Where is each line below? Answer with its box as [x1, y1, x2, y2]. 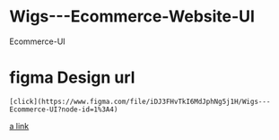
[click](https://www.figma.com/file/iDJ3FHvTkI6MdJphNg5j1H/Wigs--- [9, 97, 271, 106]
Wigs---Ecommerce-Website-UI [9, 6, 256, 27]
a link [9, 120, 30, 131]
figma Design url [9, 67, 135, 88]
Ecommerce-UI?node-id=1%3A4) [9, 105, 118, 114]
